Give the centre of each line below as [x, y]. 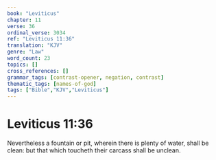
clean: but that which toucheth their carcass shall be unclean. [94, 150]
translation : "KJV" [35, 45]
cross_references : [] [38, 71]
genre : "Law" [26, 52]
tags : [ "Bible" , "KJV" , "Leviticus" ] [58, 90]
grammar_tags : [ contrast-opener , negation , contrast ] [86, 77]
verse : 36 [21, 26]
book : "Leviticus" [33, 13]
